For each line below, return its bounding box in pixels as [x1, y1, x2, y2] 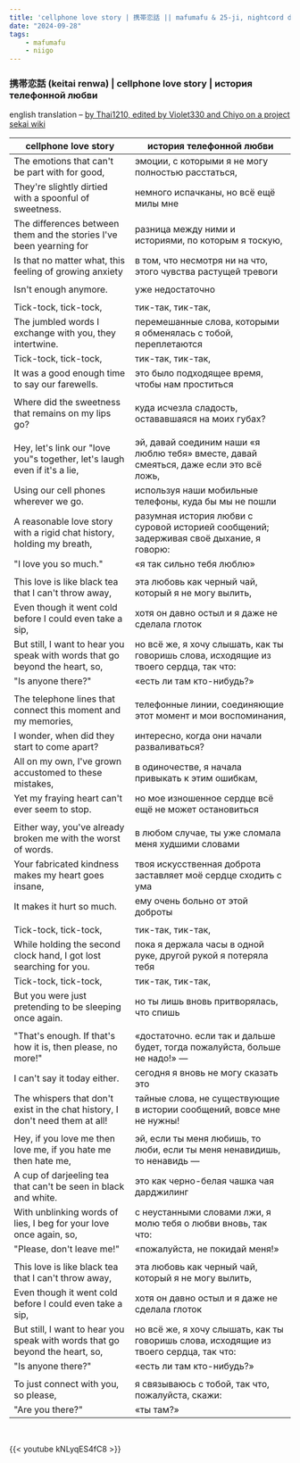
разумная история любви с [134, 510, 254, 522]
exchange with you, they [13, 327, 116, 339]
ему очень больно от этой [134, 894, 248, 907]
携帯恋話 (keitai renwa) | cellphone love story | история [9, 78, 253, 90]
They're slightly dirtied [13, 180, 109, 193]
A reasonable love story [13, 515, 113, 528]
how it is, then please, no [13, 1041, 118, 1053]
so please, [13, 1389, 57, 1401]
